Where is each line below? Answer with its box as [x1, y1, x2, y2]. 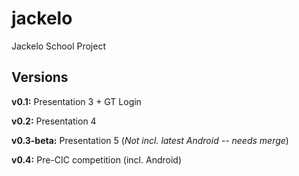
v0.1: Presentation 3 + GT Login [11, 95, 142, 107]
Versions [11, 69, 69, 86]
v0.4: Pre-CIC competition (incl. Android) [11, 153, 182, 166]
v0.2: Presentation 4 [11, 115, 97, 127]
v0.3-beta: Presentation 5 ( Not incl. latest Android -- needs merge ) [11, 134, 289, 146]
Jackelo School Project [11, 40, 106, 52]
